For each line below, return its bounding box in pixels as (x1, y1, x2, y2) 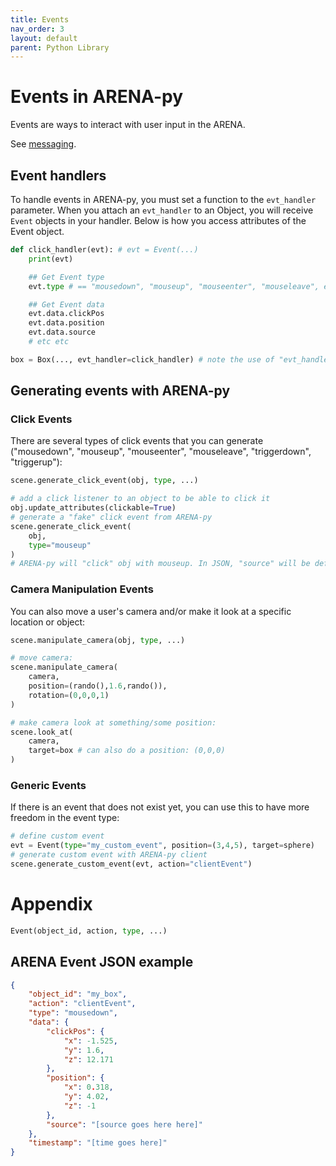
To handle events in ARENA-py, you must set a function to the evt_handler (10, 194, 317, 205)
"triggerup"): (10, 456, 63, 468)
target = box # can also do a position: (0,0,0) (28, 746, 226, 756)
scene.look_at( (10, 727, 74, 737)
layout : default (10, 33, 78, 43)
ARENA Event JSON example (10, 954, 194, 971)
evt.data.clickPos (28, 309, 105, 319)
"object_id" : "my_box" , (28, 989, 128, 1000)
